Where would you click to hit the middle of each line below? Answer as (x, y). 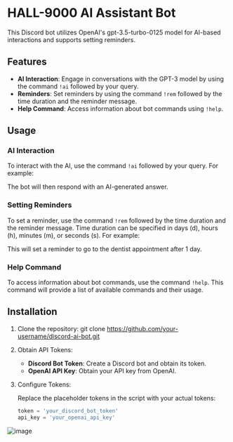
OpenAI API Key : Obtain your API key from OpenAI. (102, 370)
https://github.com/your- (142, 328)
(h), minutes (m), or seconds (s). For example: (74, 235)
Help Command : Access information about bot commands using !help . (120, 108)
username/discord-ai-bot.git (59, 336)
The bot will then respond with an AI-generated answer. (88, 187)
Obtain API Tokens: (45, 349)
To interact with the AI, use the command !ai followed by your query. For (113, 166)
